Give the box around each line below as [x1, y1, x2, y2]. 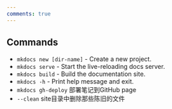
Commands [6, 37, 59, 49]
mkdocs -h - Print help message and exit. [16, 77, 134, 86]
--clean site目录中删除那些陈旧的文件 [16, 94, 126, 103]
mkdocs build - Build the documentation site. [16, 70, 146, 78]
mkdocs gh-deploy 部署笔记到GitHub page [16, 86, 137, 94]
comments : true [6, 10, 51, 18]
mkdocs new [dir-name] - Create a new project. [16, 55, 152, 63]
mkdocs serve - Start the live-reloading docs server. [16, 63, 166, 71]
